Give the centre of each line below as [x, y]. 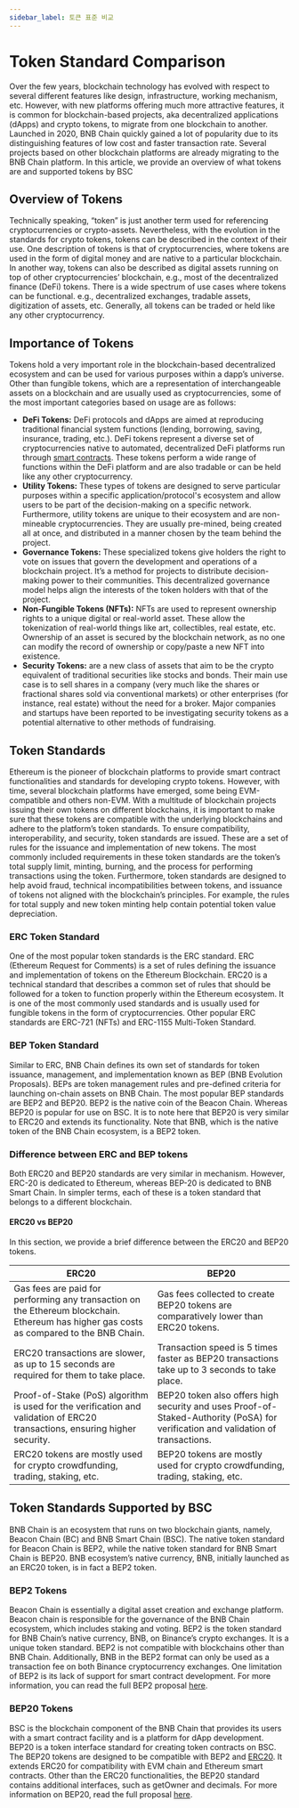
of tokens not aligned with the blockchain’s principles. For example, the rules [149, 895]
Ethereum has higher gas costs [79, 1322]
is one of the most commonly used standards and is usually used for [134, 1003]
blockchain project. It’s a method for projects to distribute [127, 572]
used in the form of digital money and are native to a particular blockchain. [146, 258]
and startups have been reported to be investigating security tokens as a [155, 713]
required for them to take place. [79, 1375]
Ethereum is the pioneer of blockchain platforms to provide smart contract [145, 772]
